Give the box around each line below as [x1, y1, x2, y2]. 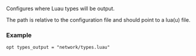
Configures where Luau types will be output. [6, 5, 115, 12]
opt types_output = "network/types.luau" [6, 44, 110, 51]
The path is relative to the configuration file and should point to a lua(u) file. [6, 17, 191, 23]
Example [6, 31, 32, 39]
